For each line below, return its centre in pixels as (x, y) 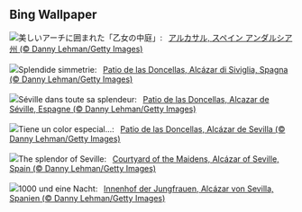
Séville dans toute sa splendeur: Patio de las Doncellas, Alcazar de (144, 99)
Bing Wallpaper (53, 15)
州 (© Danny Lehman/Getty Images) (76, 49)
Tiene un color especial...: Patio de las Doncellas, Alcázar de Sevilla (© (152, 128)
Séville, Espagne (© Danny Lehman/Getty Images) (103, 109)
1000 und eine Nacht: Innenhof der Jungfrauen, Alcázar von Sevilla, (146, 189)
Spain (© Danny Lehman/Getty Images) (82, 168)
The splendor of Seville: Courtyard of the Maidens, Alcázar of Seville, (149, 159)
